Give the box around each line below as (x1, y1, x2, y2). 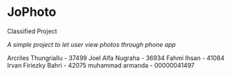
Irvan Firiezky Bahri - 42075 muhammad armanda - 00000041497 (7, 61, 195, 69)
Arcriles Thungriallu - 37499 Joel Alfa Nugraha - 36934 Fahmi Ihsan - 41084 (7, 53, 225, 62)
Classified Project (7, 27, 57, 35)
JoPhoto (7, 4, 57, 20)
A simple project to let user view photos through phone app (7, 40, 176, 48)
